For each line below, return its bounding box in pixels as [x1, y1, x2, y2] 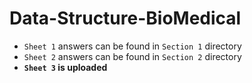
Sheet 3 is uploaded [23, 61, 108, 73]
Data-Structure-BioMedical [9, 7, 242, 30]
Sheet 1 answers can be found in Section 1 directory [23, 40, 242, 52]
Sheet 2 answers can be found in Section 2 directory [23, 50, 242, 62]
